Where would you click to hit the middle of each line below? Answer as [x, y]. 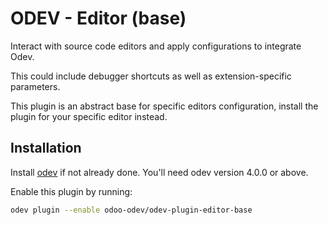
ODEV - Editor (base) [98, 18]
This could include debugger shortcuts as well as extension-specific [151, 76]
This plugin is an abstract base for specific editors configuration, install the [164, 106]
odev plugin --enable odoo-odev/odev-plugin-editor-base [131, 210]
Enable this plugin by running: [71, 191]
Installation [46, 148]
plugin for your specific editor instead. [89, 116]
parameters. [35, 86]
